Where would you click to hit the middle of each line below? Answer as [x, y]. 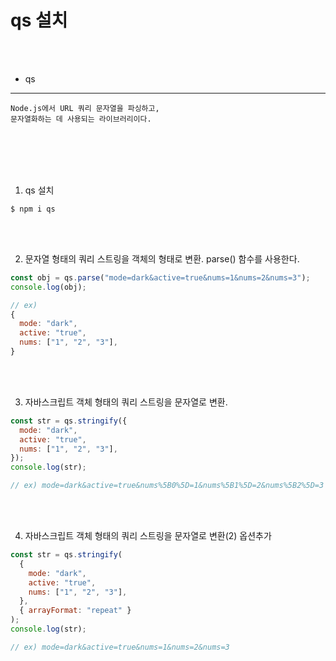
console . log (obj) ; [48, 287]
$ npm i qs [33, 209]
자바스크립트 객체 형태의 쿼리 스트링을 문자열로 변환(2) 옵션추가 [148, 536]
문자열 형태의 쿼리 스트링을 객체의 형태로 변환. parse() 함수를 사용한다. [162, 258]
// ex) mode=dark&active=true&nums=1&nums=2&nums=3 [120, 647]
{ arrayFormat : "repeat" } [75, 611]
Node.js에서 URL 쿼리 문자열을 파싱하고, [85, 108]
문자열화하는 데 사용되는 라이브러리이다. [81, 119]
